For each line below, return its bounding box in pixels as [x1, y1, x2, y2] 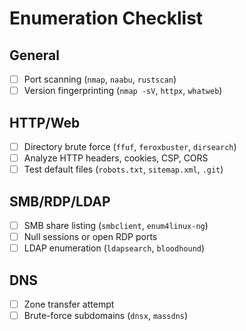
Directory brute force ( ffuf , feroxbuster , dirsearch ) [23, 140, 237, 152]
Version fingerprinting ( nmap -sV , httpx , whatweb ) [23, 85, 223, 97]
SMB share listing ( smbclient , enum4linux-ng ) [23, 219, 209, 231]
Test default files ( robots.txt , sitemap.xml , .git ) [23, 163, 224, 176]
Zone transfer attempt [23, 298, 115, 310]
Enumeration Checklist [9, 7, 204, 30]
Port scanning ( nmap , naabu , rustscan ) [23, 73, 177, 85]
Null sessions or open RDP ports [23, 231, 158, 242]
